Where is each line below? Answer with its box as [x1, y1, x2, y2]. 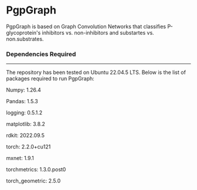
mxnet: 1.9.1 [6, 155, 34, 162]
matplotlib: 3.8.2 [6, 121, 45, 128]
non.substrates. [6, 35, 44, 42]
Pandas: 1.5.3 [6, 98, 38, 105]
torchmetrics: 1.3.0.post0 [6, 166, 66, 173]
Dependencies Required [6, 50, 76, 58]
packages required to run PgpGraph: [6, 75, 95, 82]
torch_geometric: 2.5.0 [6, 177, 61, 185]
